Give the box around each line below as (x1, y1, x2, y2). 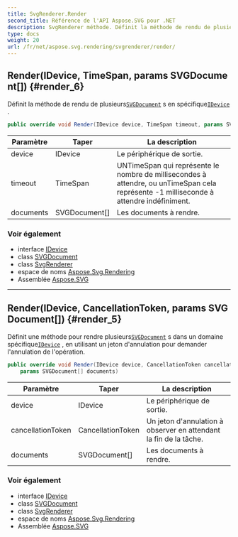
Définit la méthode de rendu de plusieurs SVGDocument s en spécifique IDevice (7, 99, 230, 108)
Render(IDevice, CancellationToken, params (7, 303, 207, 315)
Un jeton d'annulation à (146, 416, 224, 426)
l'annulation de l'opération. (7, 347, 86, 356)
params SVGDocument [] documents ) (20, 367, 119, 375)
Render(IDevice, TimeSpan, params (7, 70, 169, 82)
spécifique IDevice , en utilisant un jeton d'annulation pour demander (7, 340, 208, 348)
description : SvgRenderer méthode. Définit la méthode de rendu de (7, 23, 211, 31)
